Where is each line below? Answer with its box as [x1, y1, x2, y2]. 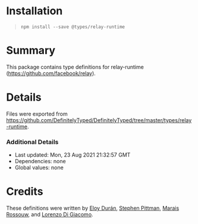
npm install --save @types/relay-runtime [20, 24, 125, 30]
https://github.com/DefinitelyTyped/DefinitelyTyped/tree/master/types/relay [6, 116, 192, 123]
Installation [6, 4, 63, 18]
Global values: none [14, 164, 64, 171]
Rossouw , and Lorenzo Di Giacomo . [6, 211, 93, 218]
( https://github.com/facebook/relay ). [6, 70, 96, 77]
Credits [6, 185, 43, 198]
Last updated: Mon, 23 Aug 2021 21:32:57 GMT [14, 151, 131, 158]
